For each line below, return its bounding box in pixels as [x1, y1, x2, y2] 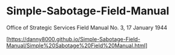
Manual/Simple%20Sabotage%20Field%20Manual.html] [6, 42, 148, 49]
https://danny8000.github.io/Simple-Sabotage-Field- [8, 35, 140, 42]
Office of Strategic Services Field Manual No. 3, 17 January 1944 [6, 24, 168, 31]
